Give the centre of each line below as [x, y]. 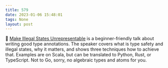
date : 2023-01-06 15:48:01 [34, 15]
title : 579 [17, 10]
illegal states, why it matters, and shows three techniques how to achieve [82, 49]
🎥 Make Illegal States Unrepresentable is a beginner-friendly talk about [80, 39]
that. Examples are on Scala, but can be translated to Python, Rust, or [78, 55]
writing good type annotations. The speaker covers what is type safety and [84, 44]
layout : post [19, 24]
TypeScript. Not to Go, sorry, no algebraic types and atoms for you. [76, 60]
